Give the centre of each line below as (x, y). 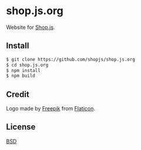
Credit (18, 94)
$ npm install (23, 70)
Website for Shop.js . (31, 27)
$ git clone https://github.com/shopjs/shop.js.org (70, 59)
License (21, 127)
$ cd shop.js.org (27, 65)
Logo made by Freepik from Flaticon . (51, 109)
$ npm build (21, 76)
